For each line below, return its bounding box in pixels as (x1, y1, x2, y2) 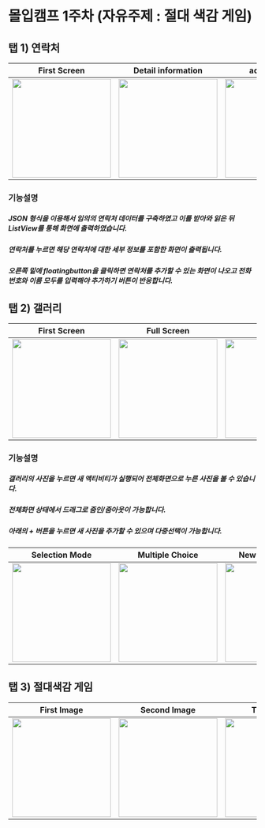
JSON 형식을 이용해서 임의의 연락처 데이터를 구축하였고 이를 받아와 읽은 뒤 (8, 213, 235, 223)
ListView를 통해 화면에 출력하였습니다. (8, 223, 128, 233)
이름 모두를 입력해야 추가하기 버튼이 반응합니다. (28, 276, 174, 285)
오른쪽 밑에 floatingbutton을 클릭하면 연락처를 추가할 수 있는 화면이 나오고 (8, 266, 237, 276)
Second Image (140, 704, 196, 715)
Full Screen (146, 326, 190, 337)
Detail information (133, 65, 203, 76)
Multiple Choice (137, 549, 199, 560)
